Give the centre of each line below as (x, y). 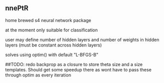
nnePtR (17, 8)
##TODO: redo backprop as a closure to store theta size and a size (74, 64)
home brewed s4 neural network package (48, 20)
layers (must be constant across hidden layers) (53, 45)
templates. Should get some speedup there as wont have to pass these (78, 69)
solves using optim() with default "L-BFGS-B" (52, 54)
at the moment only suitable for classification (51, 30)
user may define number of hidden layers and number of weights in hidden (82, 39)
